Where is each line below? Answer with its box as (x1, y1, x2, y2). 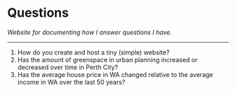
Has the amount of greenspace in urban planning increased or (17, 55, 198, 64)
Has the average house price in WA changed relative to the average (17, 70, 214, 78)
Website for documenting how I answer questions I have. (7, 28, 172, 36)
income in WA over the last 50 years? (17, 78, 126, 86)
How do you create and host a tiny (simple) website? (17, 48, 170, 57)
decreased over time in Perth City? (17, 63, 118, 71)
